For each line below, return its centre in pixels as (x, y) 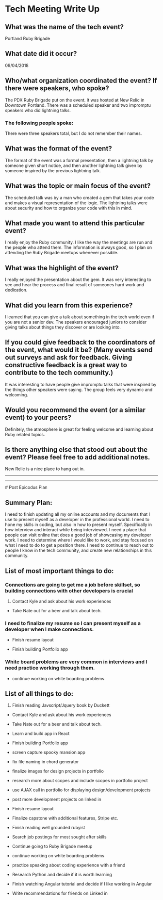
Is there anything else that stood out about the (76, 450)
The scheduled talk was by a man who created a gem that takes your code (80, 197)
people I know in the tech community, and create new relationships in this (78, 550)
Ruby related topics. (25, 434)
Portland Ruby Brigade (27, 38)
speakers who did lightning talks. (38, 110)
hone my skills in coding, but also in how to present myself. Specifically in (79, 524)
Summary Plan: (29, 502)
